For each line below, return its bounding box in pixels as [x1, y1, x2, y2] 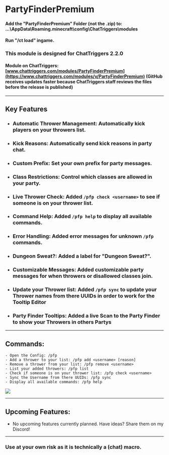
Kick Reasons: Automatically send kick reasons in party [12, 140, 152, 147]
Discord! [12, 426, 30, 432]
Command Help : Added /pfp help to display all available [12, 213, 152, 220]
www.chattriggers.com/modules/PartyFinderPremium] [7, 68, 125, 74]
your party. [12, 179, 41, 186]
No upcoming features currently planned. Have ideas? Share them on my [12, 421, 164, 427]
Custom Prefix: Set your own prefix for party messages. [12, 160, 152, 167]
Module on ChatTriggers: [5, 62, 59, 69]
